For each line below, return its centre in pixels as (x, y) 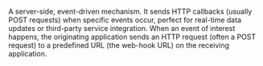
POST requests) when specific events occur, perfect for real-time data (125, 20)
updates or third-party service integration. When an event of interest (122, 28)
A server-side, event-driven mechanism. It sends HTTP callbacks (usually (130, 12)
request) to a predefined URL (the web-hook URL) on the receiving (119, 45)
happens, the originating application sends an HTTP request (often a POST (132, 37)
